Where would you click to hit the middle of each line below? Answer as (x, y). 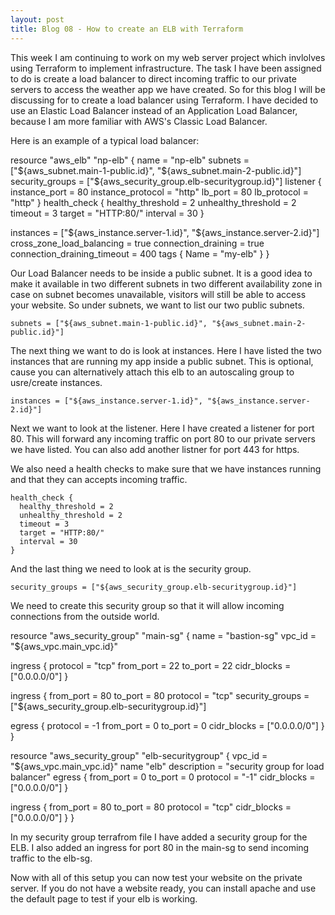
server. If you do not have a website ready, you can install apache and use (163, 888)
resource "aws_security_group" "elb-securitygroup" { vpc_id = (139, 755)
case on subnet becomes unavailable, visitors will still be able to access (158, 294)
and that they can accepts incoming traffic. (99, 479)
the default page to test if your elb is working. (104, 898)
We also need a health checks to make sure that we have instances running (166, 468)
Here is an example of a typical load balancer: (105, 140)
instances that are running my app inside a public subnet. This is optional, (162, 361)
